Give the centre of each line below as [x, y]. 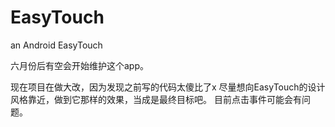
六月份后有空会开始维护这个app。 [80, 65]
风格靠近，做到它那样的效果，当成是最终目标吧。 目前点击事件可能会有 [156, 99]
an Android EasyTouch [56, 45]
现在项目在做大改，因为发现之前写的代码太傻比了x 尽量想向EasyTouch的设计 [168, 87]
